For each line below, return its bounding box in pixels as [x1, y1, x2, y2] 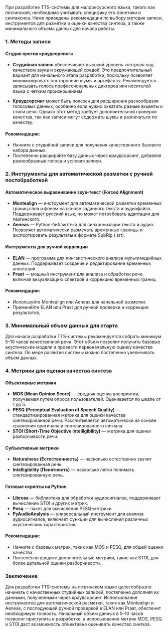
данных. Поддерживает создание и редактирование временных [12, 260, 151, 266]
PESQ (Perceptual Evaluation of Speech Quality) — [12, 407, 121, 413]
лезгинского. [12, 216, 41, 222]
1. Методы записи [5, 38, 51, 45]
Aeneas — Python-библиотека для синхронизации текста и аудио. [12, 222, 154, 228]
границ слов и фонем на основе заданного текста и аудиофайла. [12, 206, 152, 212]
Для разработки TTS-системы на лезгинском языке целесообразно [5, 584, 152, 590]
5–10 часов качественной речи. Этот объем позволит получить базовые [5, 339, 160, 345]
